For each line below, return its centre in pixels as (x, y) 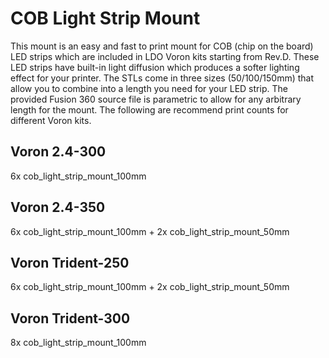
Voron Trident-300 (70, 318)
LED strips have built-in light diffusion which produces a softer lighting (155, 67)
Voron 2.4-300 (58, 152)
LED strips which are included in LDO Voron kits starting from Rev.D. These (165, 56)
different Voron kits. (51, 120)
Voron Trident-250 (70, 262)
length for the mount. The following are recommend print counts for (149, 109)
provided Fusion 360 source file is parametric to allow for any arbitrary (156, 99)
